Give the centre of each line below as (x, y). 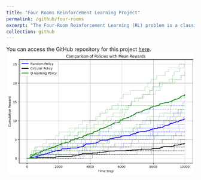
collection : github (31, 32)
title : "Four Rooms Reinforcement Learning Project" (73, 13)
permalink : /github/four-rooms (45, 19)
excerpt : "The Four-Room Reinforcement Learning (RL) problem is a (92, 25)
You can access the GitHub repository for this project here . (79, 49)
